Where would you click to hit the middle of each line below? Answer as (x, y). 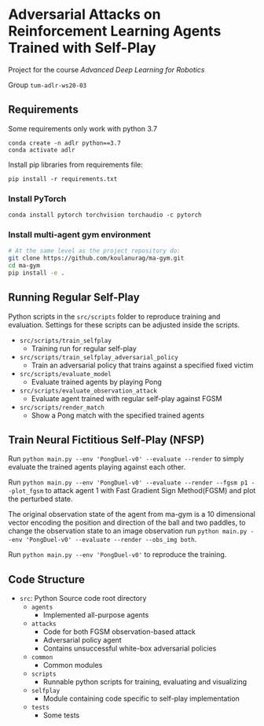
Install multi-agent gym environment (79, 234)
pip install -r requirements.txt (63, 179)
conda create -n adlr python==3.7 (65, 143)
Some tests (61, 715)
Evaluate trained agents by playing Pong (97, 381)
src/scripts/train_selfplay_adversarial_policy (99, 357)
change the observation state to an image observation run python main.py (128, 531)
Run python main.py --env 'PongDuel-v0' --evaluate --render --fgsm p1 (128, 482)
